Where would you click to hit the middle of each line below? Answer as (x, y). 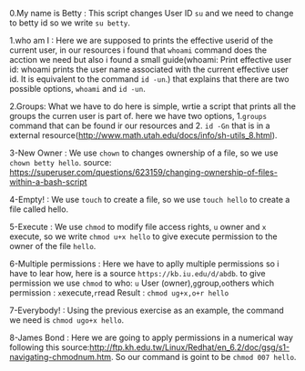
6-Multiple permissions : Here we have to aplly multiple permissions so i (144, 264)
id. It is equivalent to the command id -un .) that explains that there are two (149, 79)
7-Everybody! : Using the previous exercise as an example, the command (147, 310)
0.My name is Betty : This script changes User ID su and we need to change (152, 13)
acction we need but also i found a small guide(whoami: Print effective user (151, 60)
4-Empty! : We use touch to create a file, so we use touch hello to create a (150, 200)
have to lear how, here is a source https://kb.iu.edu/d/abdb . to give (137, 273)
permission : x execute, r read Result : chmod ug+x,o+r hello (119, 293)
